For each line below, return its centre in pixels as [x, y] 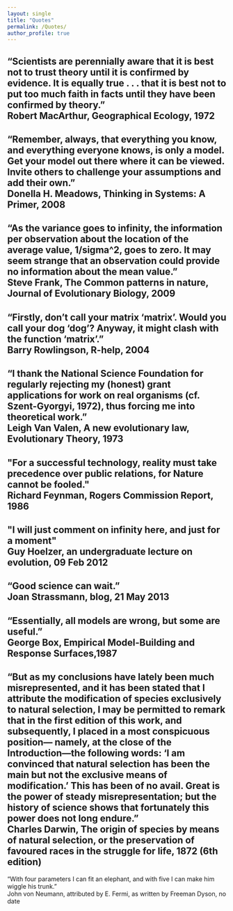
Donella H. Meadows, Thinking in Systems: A [106, 194]
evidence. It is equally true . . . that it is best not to [117, 83]
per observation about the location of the [98, 239]
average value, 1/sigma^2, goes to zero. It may [109, 250]
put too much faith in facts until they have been [111, 94]
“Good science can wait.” [64, 586]
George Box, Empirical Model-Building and [101, 643]
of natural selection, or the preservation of [101, 840]
